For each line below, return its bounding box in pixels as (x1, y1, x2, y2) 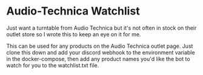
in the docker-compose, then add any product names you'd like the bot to (6, 55, 190, 62)
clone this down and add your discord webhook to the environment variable (6, 48, 195, 56)
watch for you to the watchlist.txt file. (6, 62, 99, 69)
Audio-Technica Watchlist (6, 4, 141, 18)
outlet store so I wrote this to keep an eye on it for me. (6, 30, 141, 37)
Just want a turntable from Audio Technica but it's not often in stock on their (6, 24, 197, 31)
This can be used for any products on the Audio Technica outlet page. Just (6, 42, 193, 50)
